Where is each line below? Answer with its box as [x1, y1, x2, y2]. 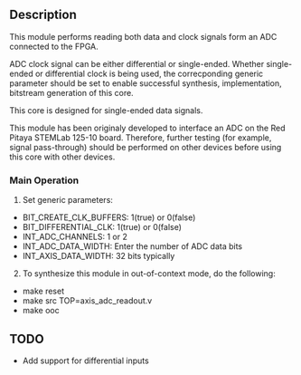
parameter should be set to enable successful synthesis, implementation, [9, 77, 282, 89]
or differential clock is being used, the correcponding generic [34, 68, 264, 79]
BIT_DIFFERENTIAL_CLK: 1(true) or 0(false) [22, 222, 183, 233]
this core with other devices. [9, 151, 116, 162]
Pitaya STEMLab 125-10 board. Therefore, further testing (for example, [9, 131, 272, 143]
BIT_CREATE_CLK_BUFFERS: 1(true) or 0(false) [22, 212, 196, 223]
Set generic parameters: [22, 195, 113, 206]
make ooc [22, 305, 61, 316]
